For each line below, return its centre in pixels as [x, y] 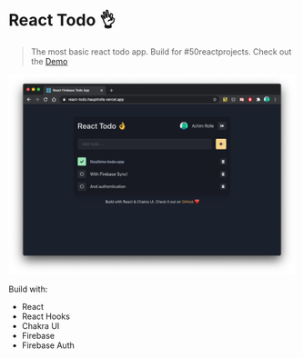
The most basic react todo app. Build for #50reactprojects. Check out [161, 51]
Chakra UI [40, 325]
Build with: [28, 289]
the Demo [49, 61]
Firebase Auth [48, 345]
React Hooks [45, 316]
